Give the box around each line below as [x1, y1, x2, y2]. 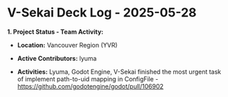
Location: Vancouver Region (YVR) [17, 41, 118, 49]
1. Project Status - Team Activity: [7, 28, 104, 36]
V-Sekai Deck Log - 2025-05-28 [7, 5, 197, 21]
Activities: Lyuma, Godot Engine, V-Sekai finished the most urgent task [17, 67, 222, 76]
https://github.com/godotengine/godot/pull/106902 [17, 82, 164, 90]
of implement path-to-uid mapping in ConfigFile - [17, 74, 159, 83]
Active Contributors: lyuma [17, 54, 97, 63]
